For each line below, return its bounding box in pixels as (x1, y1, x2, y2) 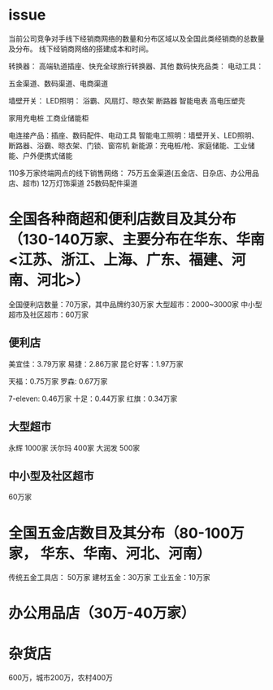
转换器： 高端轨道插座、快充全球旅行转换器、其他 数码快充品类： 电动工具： (8, 61, 264, 71)
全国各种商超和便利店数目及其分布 (8, 210, 237, 229)
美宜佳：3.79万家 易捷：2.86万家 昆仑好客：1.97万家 (8, 358, 184, 368)
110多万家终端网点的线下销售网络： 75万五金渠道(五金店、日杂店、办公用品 (8, 168, 260, 178)
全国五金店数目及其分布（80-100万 (8, 524, 245, 543)
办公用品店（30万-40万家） (8, 604, 196, 622)
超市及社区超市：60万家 (8, 310, 89, 319)
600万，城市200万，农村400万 (8, 673, 114, 683)
